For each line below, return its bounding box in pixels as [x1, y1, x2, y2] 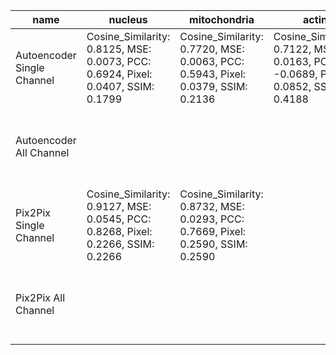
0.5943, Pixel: [179, 67, 247, 81]
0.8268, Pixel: [86, 225, 153, 238]
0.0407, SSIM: [86, 80, 155, 93]
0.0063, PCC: [179, 55, 245, 68]
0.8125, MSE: [86, 42, 152, 56]
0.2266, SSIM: [86, 237, 155, 251]
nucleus [108, 13, 148, 26]
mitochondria [189, 13, 255, 26]
